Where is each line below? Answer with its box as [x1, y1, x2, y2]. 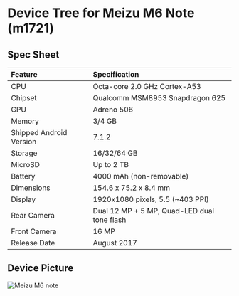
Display [11, 194, 36, 204]
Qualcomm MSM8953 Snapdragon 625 [92, 93, 226, 102]
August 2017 [92, 238, 137, 248]
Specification [92, 70, 139, 79]
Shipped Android [11, 128, 68, 137]
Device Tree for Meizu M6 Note [7, 5, 195, 21]
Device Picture [7, 262, 74, 275]
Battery [11, 171, 36, 181]
